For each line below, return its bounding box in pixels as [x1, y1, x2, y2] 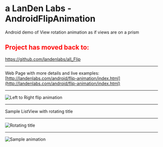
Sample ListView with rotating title [5, 108, 73, 114]
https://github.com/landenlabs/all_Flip [5, 56, 81, 62]
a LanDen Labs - [5, 3, 72, 14]
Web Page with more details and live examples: [5, 70, 99, 76]
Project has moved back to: [5, 43, 89, 51]
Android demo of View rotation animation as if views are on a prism [5, 29, 139, 35]
